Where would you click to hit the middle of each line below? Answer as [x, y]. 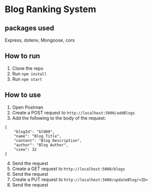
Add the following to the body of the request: [59, 118]
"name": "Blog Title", [38, 136]
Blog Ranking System [51, 9]
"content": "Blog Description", [48, 140]
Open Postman [28, 107]
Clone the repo [28, 68]
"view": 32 [25, 149]
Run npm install [29, 73]
